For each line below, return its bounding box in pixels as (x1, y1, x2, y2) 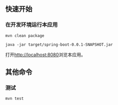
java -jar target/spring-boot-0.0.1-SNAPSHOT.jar (5, 42, 113, 47)
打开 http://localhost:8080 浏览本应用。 (5, 51, 86, 57)
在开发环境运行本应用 (5, 21, 58, 28)
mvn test (5, 96, 24, 101)
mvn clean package (5, 33, 44, 38)
